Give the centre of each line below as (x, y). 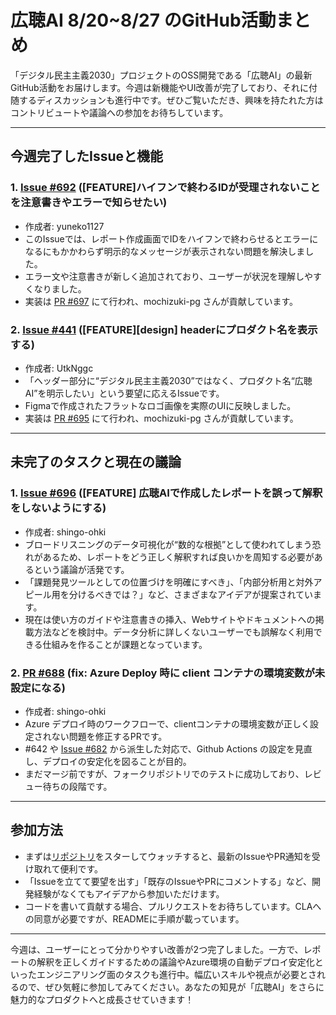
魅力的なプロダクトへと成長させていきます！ (102, 999)
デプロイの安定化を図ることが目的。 (117, 761)
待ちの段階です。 (77, 786)
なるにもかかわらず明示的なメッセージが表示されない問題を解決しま (165, 251)
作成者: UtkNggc (59, 368)
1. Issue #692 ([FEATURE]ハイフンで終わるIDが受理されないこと (165, 188)
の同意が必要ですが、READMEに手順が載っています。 (134, 918)
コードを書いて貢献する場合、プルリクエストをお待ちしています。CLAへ (173, 906)
